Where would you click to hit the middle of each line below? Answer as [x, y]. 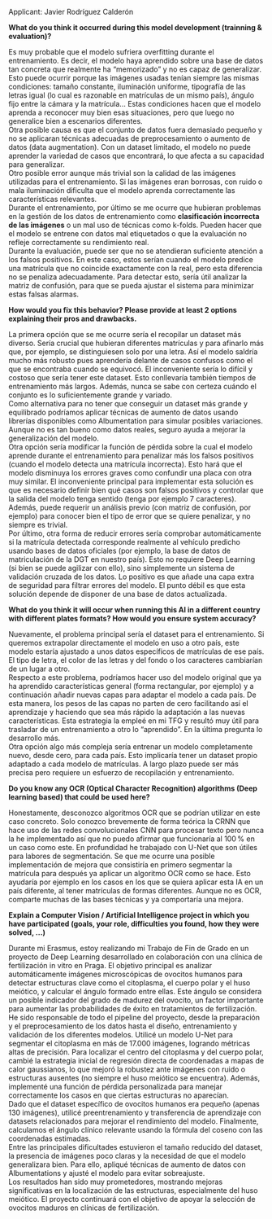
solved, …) [27, 932]
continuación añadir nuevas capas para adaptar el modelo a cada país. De [133, 695]
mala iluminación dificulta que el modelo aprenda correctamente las [122, 190]
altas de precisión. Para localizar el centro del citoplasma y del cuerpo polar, [136, 1052]
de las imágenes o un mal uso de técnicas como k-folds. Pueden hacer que [135, 225]
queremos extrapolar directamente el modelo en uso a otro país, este [124, 643]
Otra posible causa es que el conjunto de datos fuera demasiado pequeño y [135, 130]
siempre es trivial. [38, 525]
